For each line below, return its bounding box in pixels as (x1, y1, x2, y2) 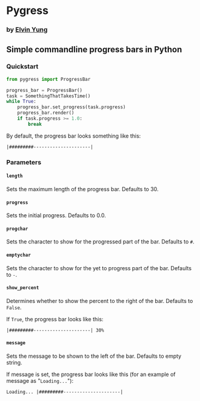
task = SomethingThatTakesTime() (6, 92, 91, 99)
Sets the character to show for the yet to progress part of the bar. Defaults (6, 264, 192, 271)
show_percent (6, 285, 39, 291)
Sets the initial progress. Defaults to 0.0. (6, 212, 106, 219)
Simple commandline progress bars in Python (6, 44, 182, 55)
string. (6, 358, 22, 366)
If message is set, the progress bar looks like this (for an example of (6, 371, 176, 378)
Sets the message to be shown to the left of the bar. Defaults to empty (6, 352, 182, 360)
